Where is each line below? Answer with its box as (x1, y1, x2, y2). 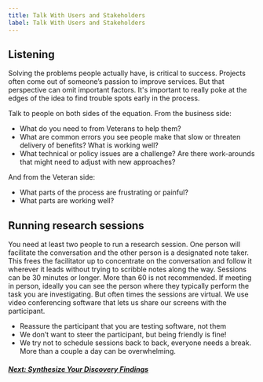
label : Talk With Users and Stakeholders (8, 19, 146, 27)
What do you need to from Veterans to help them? (19, 124, 182, 133)
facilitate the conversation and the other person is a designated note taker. (8, 248, 250, 257)
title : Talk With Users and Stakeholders (8, 11, 146, 20)
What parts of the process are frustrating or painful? (19, 187, 188, 197)
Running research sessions (8, 219, 144, 232)
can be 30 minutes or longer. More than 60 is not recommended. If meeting (8, 273, 252, 282)
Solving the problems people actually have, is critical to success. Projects (8, 68, 246, 78)
